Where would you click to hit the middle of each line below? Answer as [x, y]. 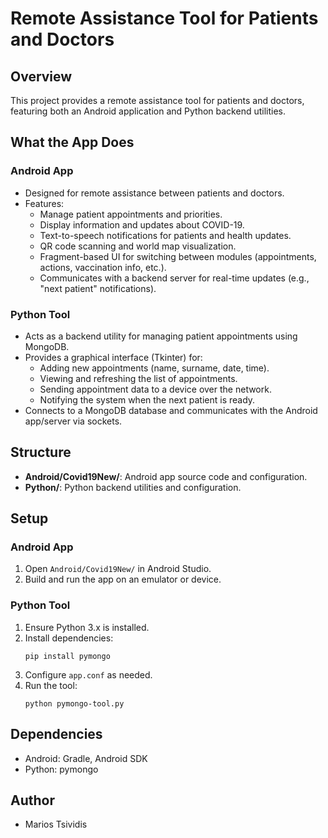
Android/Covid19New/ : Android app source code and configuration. [166, 476]
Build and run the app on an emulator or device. [123, 579]
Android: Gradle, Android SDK [86, 758]
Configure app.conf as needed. [88, 674]
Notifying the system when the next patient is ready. [147, 399]
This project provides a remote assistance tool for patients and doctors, [157, 100]
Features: [44, 203]
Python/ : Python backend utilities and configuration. [133, 487]
